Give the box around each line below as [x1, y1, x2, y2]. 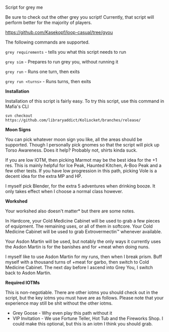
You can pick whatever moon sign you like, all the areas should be [5, 136, 142, 142]
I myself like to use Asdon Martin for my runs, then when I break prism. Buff [5, 253, 162, 260]
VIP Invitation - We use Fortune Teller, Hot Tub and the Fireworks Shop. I [12, 315, 163, 321]
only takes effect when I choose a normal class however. [5, 189, 123, 194]
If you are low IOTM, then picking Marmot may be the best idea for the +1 [5, 157, 157, 163]
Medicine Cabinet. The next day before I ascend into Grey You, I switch [5, 265, 153, 270]
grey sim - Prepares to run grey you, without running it [5, 59, 119, 65]
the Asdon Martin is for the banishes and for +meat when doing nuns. [5, 244, 150, 250]
